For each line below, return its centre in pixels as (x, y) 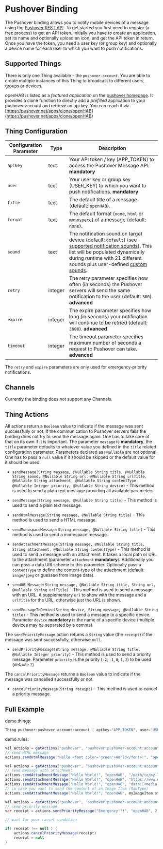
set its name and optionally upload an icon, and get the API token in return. (80, 38)
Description (112, 148)
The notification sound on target (106, 233)
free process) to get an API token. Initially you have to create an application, (81, 33)
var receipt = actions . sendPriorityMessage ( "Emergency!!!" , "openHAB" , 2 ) (82, 811)
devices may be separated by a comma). (53, 625)
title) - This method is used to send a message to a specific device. (81, 615)
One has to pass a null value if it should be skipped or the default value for (80, 457)
